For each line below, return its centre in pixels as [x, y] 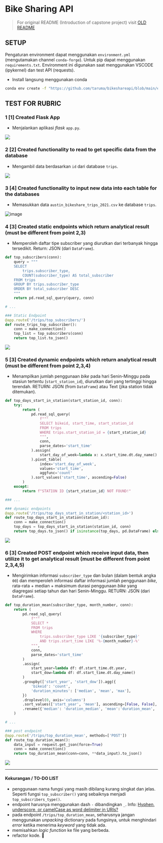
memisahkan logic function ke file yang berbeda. [61, 830]
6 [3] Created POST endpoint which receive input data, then [77, 552]
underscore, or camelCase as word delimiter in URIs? [65, 809]
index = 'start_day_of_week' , [68, 464]
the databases [22, 194]
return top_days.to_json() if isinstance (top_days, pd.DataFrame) [82, 531]
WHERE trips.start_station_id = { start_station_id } [93, 432]
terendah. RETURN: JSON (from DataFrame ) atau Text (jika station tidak [82, 387]
